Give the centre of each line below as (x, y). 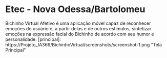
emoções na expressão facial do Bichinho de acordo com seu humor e (80, 34)
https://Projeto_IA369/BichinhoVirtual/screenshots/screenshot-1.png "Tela (84, 44)
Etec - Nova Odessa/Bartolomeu (75, 9)
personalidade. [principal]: (33, 39)
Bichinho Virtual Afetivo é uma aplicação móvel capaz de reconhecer (78, 23)
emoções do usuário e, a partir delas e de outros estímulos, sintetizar (78, 28)
